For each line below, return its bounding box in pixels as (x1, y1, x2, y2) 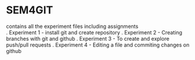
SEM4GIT (6, 3, 53, 17)
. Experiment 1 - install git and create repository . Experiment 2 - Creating (6, 29, 183, 36)
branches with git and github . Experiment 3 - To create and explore (6, 35, 170, 42)
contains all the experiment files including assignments (6, 23, 139, 30)
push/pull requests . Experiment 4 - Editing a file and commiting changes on (6, 41, 190, 48)
